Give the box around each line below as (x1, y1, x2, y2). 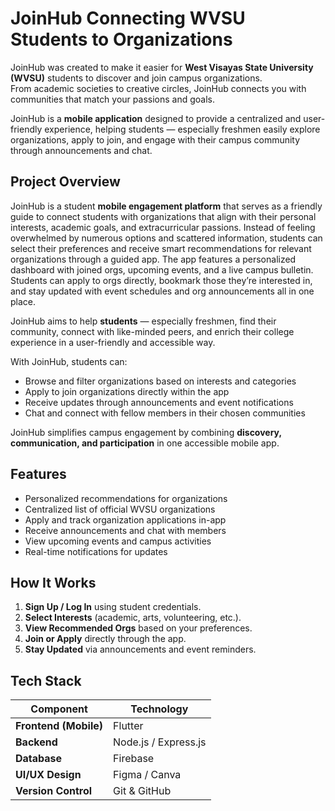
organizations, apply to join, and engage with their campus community (10, 133, 301, 146)
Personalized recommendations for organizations (24, 492, 228, 504)
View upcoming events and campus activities (24, 535, 212, 547)
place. (10, 295, 37, 307)
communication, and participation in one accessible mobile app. (10, 437, 280, 449)
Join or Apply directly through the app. (24, 633, 187, 645)
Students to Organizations (10, 28, 233, 51)
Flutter (113, 719, 144, 733)
